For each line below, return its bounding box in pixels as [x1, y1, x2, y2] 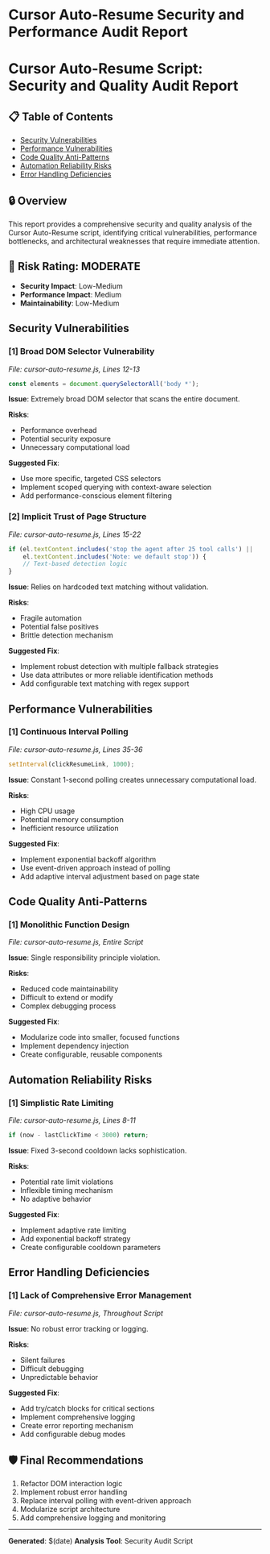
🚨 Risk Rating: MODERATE [8, 260, 141, 273]
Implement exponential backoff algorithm [19, 854, 157, 864]
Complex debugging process [19, 1001, 117, 1011]
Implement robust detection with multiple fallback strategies [19, 662, 219, 671]
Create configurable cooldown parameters [19, 1242, 162, 1252]
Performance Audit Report [8, 23, 189, 41]
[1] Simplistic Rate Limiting [8, 1097, 114, 1108]
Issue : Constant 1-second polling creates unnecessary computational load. [8, 775, 257, 784]
